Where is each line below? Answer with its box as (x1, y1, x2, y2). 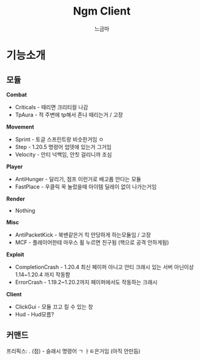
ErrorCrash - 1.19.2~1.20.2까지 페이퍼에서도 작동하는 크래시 (15, 278, 158, 285)
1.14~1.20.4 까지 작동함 (15, 271, 71, 278)
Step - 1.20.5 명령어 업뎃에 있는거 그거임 (15, 143, 112, 150)
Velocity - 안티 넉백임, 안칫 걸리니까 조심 (15, 150, 112, 158)
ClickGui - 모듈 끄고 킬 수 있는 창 (15, 303, 93, 310)
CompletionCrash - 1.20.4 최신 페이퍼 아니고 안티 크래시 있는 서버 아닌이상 (15, 263, 194, 270)
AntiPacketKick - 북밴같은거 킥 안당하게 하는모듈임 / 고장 (15, 231, 152, 238)
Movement (6, 123, 35, 130)
